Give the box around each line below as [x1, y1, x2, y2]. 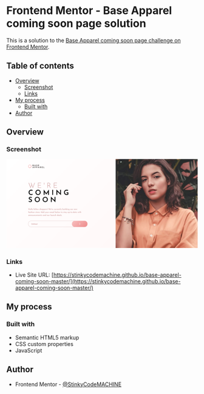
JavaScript [15, 347, 42, 354]
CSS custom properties [15, 340, 74, 347]
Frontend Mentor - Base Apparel [6, 4, 172, 18]
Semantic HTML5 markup [15, 334, 80, 341]
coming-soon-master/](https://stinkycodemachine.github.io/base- [15, 278, 181, 285]
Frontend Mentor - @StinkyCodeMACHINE [15, 381, 122, 388]
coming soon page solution [6, 16, 147, 30]
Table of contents [6, 61, 74, 71]
